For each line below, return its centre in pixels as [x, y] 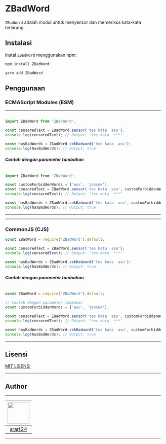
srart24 [18, 429]
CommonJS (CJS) [27, 229]
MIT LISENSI [18, 366]
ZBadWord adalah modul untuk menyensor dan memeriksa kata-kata [73, 22]
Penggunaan [25, 88]
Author [16, 386]
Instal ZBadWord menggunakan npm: [41, 55]
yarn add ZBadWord [24, 73]
